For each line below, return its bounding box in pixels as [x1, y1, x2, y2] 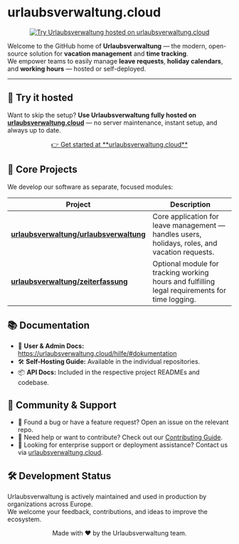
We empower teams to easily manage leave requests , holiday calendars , [7, 56, 223, 65]
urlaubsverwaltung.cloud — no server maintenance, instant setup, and [7, 118, 218, 127]
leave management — [152, 220, 225, 230]
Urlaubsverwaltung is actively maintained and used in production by [7, 493, 207, 501]
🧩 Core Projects [7, 163, 78, 175]
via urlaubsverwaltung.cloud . [17, 448, 103, 457]
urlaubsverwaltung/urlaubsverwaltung [11, 229, 146, 239]
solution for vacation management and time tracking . [29, 49, 188, 58]
